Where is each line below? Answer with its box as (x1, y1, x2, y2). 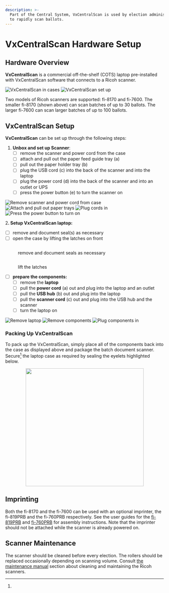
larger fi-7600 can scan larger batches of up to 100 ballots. (5, 107, 127, 113)
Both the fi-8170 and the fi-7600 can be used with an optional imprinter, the (5, 509, 162, 515)
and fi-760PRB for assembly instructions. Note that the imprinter (22, 519, 156, 525)
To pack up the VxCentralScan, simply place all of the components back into (5, 342, 164, 348)
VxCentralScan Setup (5, 122, 74, 130)
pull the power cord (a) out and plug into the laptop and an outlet (20, 285, 155, 291)
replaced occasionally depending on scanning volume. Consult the (5, 558, 144, 564)
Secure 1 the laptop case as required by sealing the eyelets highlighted (5, 352, 150, 359)
